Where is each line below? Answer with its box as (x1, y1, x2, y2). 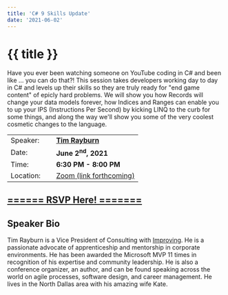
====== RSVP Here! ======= (7, 194, 143, 206)
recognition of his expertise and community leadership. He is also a (7, 258, 198, 266)
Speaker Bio (7, 218, 61, 230)
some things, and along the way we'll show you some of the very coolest (7, 113, 214, 121)
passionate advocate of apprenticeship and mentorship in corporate (7, 243, 200, 252)
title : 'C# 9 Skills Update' (7, 10, 91, 17)
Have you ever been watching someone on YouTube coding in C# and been (7, 69, 222, 77)
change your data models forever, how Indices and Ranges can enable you (7, 98, 219, 107)
